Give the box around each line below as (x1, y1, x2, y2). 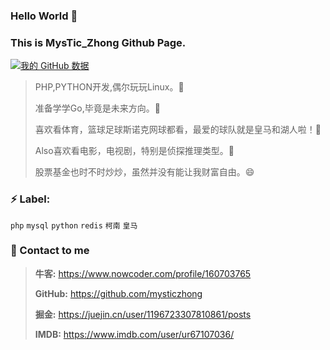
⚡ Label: (10, 192, 51, 206)
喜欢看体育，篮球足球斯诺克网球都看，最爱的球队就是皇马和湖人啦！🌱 (34, 124, 322, 136)
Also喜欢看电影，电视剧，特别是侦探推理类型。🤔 (34, 145, 235, 157)
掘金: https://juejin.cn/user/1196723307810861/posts (34, 308, 252, 320)
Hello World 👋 (10, 9, 78, 23)
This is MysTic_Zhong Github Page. (10, 35, 187, 49)
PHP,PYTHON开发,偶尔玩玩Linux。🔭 (34, 81, 185, 93)
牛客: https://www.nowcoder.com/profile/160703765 (34, 267, 252, 279)
